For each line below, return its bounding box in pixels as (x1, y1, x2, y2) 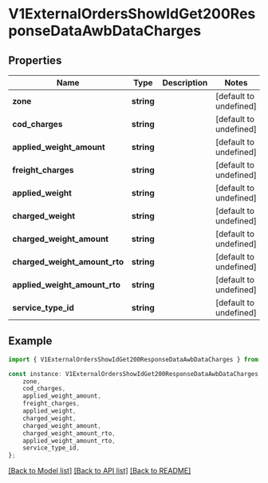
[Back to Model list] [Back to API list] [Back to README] (8, 466, 191, 476)
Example (8, 335, 53, 348)
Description (162, 77, 208, 88)
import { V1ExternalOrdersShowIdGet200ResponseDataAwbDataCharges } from (8, 355, 259, 363)
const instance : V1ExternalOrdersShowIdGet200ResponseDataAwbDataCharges (8, 370, 259, 378)
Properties (8, 53, 62, 67)
